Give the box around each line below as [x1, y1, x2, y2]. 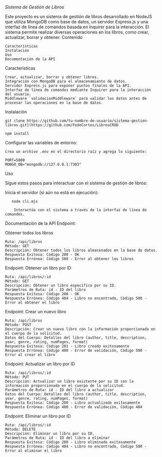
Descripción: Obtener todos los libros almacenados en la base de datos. [5, 248, 158, 253]
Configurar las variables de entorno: [5, 140, 78, 146]
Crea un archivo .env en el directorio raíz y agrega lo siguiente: [5, 149, 147, 154]
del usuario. [5, 92, 32, 97]
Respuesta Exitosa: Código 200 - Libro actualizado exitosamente [5, 400, 140, 405]
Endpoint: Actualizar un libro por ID [5, 361, 75, 367]
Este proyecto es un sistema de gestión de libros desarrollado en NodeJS [5, 14, 152, 19]
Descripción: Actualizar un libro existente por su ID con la [5, 379, 134, 384]
